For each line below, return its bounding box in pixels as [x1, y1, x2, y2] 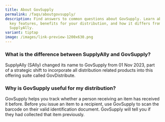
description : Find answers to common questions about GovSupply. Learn [5, 16, 155, 21]
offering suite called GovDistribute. [5, 72, 76, 79]
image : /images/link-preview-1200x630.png [5, 35, 93, 40]
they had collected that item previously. [5, 112, 85, 118]
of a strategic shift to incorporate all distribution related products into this [5, 67, 153, 73]
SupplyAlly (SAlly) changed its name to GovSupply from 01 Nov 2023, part [5, 62, 155, 68]
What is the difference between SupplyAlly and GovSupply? [5, 51, 151, 58]
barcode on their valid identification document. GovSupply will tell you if [5, 106, 151, 112]
